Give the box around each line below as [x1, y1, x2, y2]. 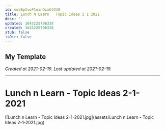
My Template [5, 52, 46, 61]
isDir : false [5, 35, 32, 40]
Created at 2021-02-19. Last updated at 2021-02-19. [5, 66, 112, 72]
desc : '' [5, 16, 23, 21]
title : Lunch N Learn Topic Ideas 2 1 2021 [5, 12, 100, 17]
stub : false [5, 30, 29, 35]
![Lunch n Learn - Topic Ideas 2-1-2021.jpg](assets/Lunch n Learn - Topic [5, 114, 154, 120]
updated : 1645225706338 [5, 21, 54, 26]
